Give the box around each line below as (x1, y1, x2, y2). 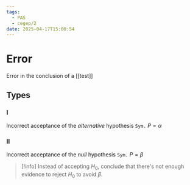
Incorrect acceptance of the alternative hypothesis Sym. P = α (6, 122, 162, 129)
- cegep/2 (12, 20, 37, 26)
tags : (6, 9, 20, 15)
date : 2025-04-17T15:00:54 (6, 26, 75, 32)
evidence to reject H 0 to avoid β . (21, 170, 103, 180)
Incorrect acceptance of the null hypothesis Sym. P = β (6, 151, 144, 158)
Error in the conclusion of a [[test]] (6, 72, 93, 80)
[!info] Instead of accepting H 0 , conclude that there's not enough (21, 162, 185, 171)
